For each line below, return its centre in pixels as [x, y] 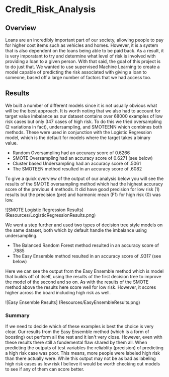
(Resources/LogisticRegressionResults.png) [51, 215]
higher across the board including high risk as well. [58, 292]
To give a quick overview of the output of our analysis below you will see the [84, 178]
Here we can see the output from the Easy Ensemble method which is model [84, 271]
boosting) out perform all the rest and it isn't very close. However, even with [84, 337]
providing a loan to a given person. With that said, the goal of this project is [83, 61]
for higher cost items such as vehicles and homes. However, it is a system [82, 45]
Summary [18, 315]
